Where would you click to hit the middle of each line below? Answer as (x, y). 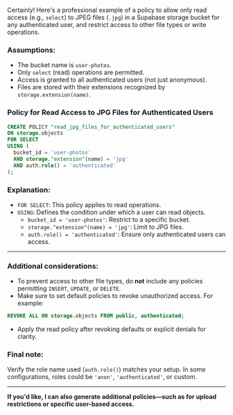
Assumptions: (32, 50)
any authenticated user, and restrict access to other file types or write (107, 25)
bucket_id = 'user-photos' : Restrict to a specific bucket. (109, 219)
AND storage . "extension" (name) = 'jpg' (71, 159)
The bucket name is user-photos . (64, 65)
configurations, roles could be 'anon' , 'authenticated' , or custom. (102, 377)
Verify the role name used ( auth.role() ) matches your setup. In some (106, 369)
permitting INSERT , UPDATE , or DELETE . (69, 289)
